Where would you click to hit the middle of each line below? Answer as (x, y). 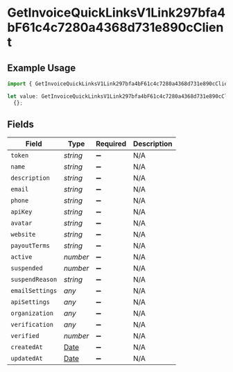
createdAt (27, 347)
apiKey (21, 212)
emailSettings (34, 291)
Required (111, 144)
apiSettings (31, 302)
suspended (27, 268)
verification (32, 325)
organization (32, 313)
